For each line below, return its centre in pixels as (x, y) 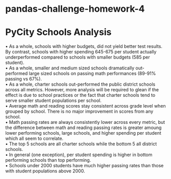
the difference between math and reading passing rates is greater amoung (83, 127)
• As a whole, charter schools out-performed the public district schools (80, 84)
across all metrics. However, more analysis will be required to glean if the (82, 90)
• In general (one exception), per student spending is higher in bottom (79, 155)
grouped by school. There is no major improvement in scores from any (79, 111)
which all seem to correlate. (34, 139)
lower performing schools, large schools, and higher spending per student (83, 133)
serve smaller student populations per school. (54, 100)
